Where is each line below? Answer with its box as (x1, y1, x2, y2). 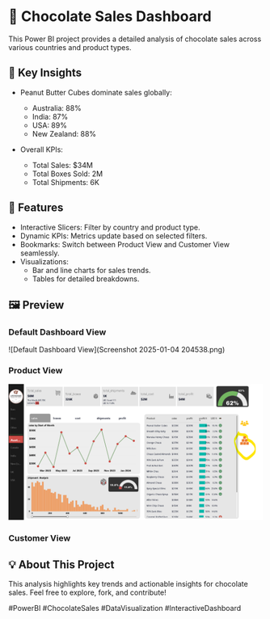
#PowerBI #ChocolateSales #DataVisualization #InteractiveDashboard (8, 604, 242, 613)
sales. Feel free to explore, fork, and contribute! (8, 587, 167, 597)
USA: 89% (32, 120, 67, 130)
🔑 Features (8, 201, 64, 215)
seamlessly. (19, 248, 60, 258)
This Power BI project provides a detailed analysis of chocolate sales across (8, 34, 262, 44)
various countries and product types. (8, 42, 132, 52)
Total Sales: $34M (32, 160, 93, 170)
